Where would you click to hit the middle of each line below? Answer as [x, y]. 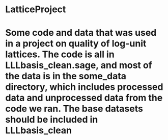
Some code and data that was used [81, 33]
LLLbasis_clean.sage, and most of [79, 65]
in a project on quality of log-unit [76, 44]
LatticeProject [36, 9]
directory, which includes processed [84, 87]
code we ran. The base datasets [74, 109]
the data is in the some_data [66, 76]
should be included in [52, 120]
